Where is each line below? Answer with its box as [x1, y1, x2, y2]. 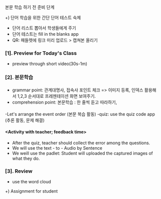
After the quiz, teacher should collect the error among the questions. [12, 140, 150, 146]
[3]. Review [5, 168, 33, 175]
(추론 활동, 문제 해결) [5, 117, 45, 123]
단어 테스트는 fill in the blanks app [12, 31, 79, 37]
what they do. [12, 155, 40, 161]
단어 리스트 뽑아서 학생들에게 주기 [12, 25, 77, 31]
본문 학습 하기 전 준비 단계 [5, 4, 55, 10]
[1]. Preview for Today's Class [5, 49, 77, 56]
